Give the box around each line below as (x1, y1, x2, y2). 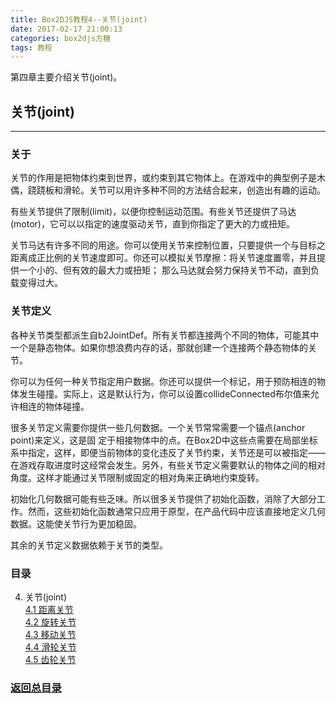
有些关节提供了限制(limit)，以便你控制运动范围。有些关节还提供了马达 (10, 206, 297, 218)
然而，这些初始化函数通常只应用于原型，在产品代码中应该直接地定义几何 (27, 505, 326, 517)
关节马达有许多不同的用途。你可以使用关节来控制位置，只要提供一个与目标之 (10, 239, 326, 251)
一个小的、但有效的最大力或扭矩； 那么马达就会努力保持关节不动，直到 (18, 264, 311, 276)
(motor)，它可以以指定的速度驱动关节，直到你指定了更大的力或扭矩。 (10, 218, 295, 230)
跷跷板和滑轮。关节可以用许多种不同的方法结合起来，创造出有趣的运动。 (27, 184, 326, 196)
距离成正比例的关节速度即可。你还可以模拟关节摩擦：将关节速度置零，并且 (10, 252, 317, 264)
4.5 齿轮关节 (24, 653, 77, 665)
